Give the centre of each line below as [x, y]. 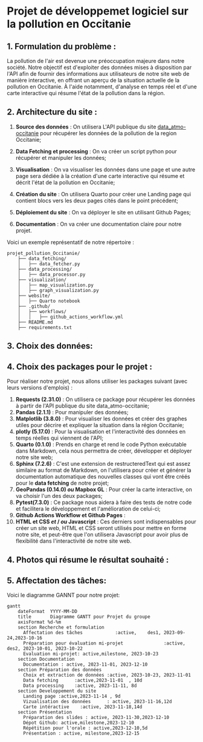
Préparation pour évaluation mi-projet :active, [104, 643]
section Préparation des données [60, 670]
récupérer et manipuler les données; [61, 157]
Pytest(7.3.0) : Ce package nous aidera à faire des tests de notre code [104, 502]
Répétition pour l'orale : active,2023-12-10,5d [85, 728]
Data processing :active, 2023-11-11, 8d [80, 686]
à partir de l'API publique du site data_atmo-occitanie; [82, 406]
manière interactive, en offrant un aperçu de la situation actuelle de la [93, 80]
